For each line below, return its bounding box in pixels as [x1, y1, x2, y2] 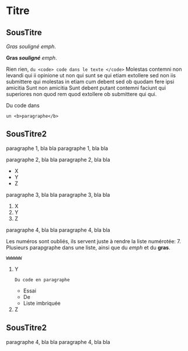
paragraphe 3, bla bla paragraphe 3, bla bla [6, 191, 110, 198]
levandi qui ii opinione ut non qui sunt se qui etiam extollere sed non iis [6, 72, 176, 79]
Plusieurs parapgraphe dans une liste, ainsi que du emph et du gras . [6, 244, 170, 251]
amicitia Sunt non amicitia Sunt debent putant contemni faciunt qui [6, 84, 166, 91]
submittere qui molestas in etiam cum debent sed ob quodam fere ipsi [6, 78, 175, 85]
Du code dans [6, 102, 40, 109]
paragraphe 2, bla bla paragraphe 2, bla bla [6, 156, 110, 163]
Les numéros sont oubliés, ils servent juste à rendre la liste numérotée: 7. [6, 237, 181, 244]
